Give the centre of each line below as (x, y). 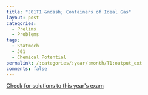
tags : (13, 40)
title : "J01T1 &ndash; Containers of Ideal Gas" (69, 12)
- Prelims (24, 29)
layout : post (23, 18)
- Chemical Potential (39, 57)
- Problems (25, 35)
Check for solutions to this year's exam (55, 86)
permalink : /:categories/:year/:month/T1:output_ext (74, 63)
